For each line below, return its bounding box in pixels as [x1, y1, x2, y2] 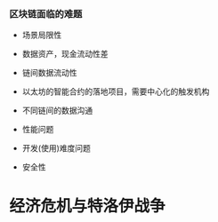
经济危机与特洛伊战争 [9, 196, 166, 217]
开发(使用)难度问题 [21, 143, 92, 154]
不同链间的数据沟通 [21, 105, 93, 116]
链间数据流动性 [21, 67, 77, 78]
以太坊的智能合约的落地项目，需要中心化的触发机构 [21, 86, 210, 97]
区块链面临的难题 [9, 7, 83, 20]
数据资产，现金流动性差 [21, 49, 109, 59]
